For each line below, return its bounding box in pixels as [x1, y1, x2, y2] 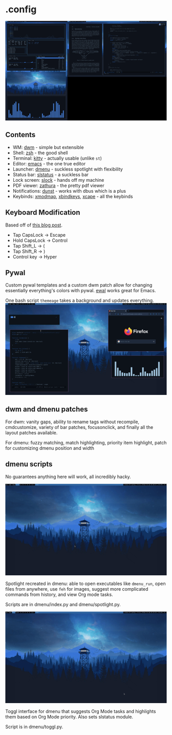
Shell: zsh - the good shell [12, 149, 68, 156]
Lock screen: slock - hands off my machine [12, 177, 104, 183]
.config [5, 4, 37, 15]
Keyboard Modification [5, 208, 80, 217]
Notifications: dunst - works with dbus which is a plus [12, 187, 126, 194]
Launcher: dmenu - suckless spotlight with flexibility [12, 166, 123, 172]
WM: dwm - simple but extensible [12, 144, 84, 150]
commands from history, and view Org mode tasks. [5, 592, 114, 598]
